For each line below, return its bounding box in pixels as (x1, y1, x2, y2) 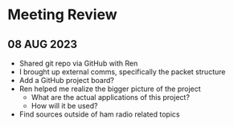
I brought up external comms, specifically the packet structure (18, 67, 226, 77)
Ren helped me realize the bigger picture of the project (18, 84, 202, 93)
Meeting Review (7, 6, 117, 24)
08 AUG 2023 (7, 38, 78, 51)
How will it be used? (31, 101, 98, 110)
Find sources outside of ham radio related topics (18, 109, 180, 119)
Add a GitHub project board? (18, 76, 114, 85)
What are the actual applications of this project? (31, 93, 191, 101)
